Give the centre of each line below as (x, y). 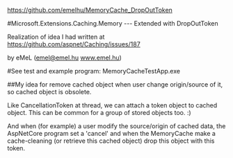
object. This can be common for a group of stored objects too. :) (99, 113)
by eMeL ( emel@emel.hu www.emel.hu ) (64, 58)
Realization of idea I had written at (56, 37)
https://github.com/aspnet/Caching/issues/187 (74, 44)
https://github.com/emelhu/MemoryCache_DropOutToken (90, 10)
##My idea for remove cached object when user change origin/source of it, (115, 85)
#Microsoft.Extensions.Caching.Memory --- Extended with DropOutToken (113, 23)
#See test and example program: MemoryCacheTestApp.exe (94, 71)
